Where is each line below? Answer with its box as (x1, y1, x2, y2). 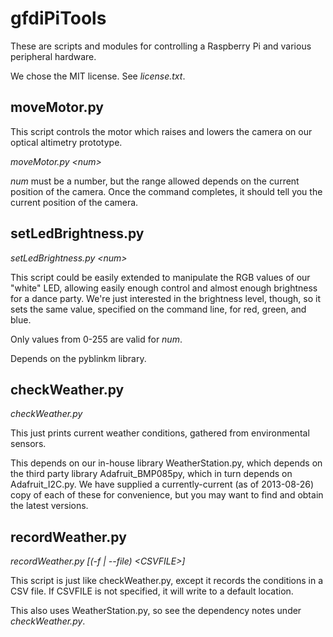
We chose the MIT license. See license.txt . (10, 70, 186, 82)
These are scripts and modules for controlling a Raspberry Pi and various (10, 40, 312, 52)
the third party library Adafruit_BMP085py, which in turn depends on (10, 468, 293, 480)
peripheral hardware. (10, 50, 97, 62)
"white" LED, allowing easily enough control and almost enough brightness (10, 282, 318, 294)
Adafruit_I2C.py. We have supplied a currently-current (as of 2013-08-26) (10, 478, 315, 491)
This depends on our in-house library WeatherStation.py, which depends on (10, 457, 323, 469)
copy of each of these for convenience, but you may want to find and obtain (10, 489, 324, 501)
